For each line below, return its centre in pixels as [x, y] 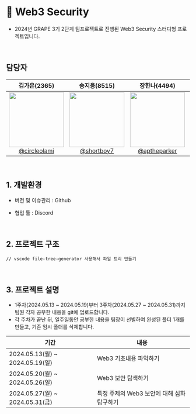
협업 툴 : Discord [34, 212]
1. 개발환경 [24, 185]
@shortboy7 [97, 150]
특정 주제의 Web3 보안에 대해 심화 [141, 394]
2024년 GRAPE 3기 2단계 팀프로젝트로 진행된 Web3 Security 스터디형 [95, 29]
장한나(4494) [157, 85]
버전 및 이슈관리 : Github [43, 200]
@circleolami [36, 150]
